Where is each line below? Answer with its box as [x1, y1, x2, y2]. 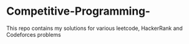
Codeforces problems [6, 31, 61, 38]
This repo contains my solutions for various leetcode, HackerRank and [6, 24, 183, 32]
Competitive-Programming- [6, 4, 151, 18]
